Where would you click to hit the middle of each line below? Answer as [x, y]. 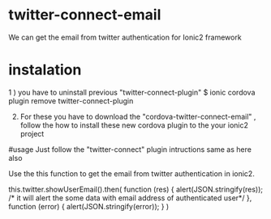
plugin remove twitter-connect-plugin [71, 101]
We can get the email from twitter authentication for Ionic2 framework [125, 37]
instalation [45, 70]
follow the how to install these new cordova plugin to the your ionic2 [134, 125]
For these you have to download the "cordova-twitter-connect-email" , [138, 116]
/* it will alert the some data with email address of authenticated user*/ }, [130, 198]
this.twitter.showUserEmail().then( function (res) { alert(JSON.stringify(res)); [136, 189]
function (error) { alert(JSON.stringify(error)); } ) [89, 206]
